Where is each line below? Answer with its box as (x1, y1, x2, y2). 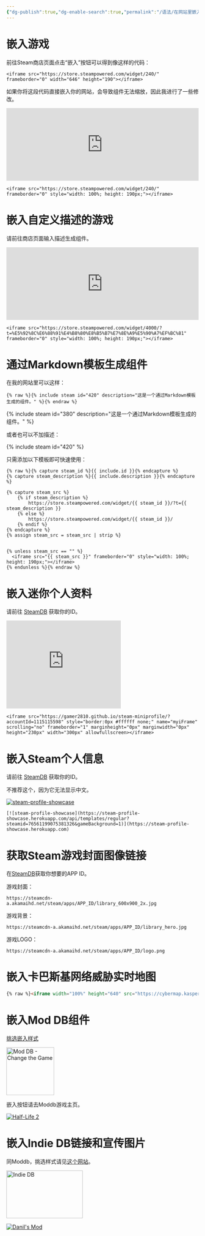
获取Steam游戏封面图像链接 (6, 849, 147, 863)
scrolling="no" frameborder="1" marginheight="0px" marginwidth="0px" (6, 724, 190, 731)
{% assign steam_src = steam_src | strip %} (6, 532, 121, 538)
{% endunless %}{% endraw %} (6, 564, 81, 571)
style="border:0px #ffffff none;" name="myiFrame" (66, 719, 198, 725)
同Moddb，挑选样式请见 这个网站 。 (6, 1158, 94, 1165)
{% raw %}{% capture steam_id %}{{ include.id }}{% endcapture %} (6, 468, 179, 474)
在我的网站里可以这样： (6, 379, 65, 386)
